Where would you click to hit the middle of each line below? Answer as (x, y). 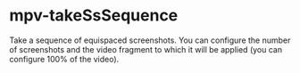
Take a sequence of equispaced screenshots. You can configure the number (150, 40)
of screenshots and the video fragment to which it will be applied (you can (146, 49)
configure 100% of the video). (64, 59)
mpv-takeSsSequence (94, 16)
